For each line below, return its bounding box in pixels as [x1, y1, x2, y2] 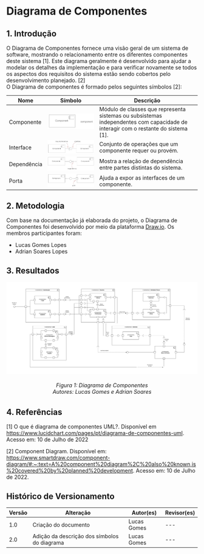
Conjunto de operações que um [99, 141, 178, 148]
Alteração [65, 508, 91, 516]
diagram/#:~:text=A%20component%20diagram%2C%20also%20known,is [6, 461, 196, 468]
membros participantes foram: [6, 229, 82, 237]
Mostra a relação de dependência [99, 157, 183, 164]
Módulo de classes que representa [99, 105, 186, 113]
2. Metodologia [6, 200, 65, 211]
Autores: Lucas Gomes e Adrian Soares [52, 388, 152, 396]
